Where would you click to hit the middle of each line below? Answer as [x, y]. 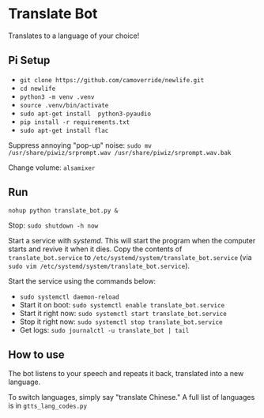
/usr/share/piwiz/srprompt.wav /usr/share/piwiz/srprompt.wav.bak [120, 153]
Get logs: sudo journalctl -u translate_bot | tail [104, 330]
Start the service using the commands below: [82, 281]
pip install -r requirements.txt [75, 122]
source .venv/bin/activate [64, 105]
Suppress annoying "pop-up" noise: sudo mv [80, 145]
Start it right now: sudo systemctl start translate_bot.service [123, 313]
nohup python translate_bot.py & [63, 210]
